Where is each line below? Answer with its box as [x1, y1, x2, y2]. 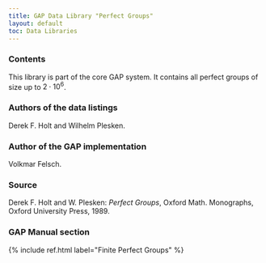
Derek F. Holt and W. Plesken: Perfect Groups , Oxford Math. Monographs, [8, 197, 254, 207]
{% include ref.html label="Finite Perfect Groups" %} [8, 244, 184, 255]
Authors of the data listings [8, 102, 118, 113]
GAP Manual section [8, 227, 91, 238]
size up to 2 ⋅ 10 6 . [8, 80, 66, 91]
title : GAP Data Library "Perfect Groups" [8, 11, 154, 20]
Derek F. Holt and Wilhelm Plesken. [8, 121, 125, 130]
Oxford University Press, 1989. [8, 206, 111, 216]
